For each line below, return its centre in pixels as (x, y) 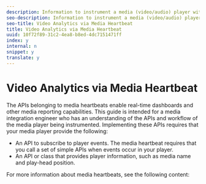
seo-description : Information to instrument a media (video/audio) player (104, 18)
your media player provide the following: (57, 131)
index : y (17, 40)
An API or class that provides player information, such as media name (103, 156)
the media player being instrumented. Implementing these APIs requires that (102, 125)
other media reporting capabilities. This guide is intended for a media (93, 112)
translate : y (23, 58)
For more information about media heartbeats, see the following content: (98, 174)
